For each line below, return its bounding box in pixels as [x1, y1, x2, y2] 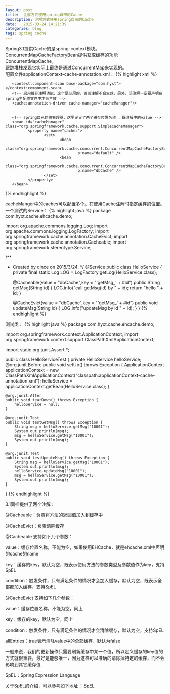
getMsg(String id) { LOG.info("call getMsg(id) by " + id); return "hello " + [12, 285, 163, 291]
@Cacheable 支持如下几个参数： [5, 534, 73, 539]
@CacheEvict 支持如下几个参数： [5, 595, 75, 601]
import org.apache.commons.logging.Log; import [5, 223, 108, 229]
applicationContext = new [5, 367, 59, 373]
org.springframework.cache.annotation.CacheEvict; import [5, 234, 128, 239]
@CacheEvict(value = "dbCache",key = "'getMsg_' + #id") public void [12, 300, 158, 306]
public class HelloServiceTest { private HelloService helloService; [5, 356, 142, 362]
